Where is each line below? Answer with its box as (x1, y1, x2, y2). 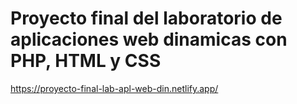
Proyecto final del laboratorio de (10, 7, 283, 30)
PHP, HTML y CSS (10, 50, 162, 72)
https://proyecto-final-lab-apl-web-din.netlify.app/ (10, 82, 219, 94)
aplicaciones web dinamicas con (10, 28, 288, 51)
